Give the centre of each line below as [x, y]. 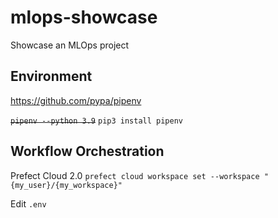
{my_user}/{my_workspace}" [66, 185]
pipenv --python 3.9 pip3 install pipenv [96, 121]
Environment [51, 76]
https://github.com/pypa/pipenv [76, 100]
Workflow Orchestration [87, 151]
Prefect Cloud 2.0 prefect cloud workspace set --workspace [135, 175]
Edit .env [28, 203]
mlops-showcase [84, 17]
